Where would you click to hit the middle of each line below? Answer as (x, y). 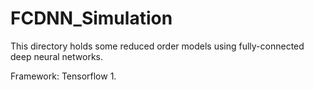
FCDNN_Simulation (91, 18)
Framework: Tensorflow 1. (63, 76)
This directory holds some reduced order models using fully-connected (157, 46)
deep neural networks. (56, 56)
